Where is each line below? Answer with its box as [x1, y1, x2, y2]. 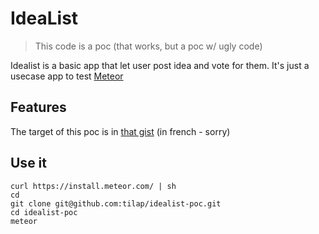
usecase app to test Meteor [10, 70, 124, 82]
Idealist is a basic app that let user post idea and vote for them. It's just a [10, 59, 310, 71]
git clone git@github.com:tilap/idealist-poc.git [10, 198, 222, 209]
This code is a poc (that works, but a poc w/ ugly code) [34, 40, 263, 52]
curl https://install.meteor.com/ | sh [10, 181, 177, 191]
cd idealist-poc [10, 207, 78, 217]
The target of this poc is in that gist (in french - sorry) [10, 125, 231, 137]
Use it [10, 155, 47, 172]
